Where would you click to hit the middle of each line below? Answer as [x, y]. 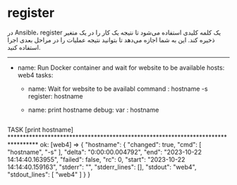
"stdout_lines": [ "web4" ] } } [49, 174]
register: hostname [55, 96]
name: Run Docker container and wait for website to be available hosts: [121, 68]
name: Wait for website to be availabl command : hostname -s [118, 89]
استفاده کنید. [24, 47]
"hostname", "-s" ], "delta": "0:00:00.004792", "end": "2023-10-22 [105, 152]
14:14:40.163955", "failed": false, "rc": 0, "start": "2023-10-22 [96, 159]
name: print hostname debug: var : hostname [93, 110]
